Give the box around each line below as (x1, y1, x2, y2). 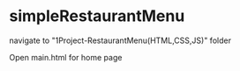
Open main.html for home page (9, 52, 123, 62)
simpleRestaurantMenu (9, 6, 185, 26)
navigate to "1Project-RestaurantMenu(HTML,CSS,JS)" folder (9, 35, 232, 46)
